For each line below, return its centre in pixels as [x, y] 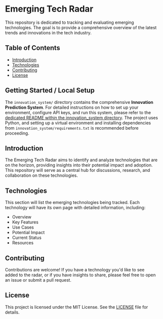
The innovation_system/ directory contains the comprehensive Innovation [79, 102]
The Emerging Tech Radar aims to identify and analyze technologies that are [81, 160]
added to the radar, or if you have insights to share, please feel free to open [81, 275]
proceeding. [17, 133]
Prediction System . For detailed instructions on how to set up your [72, 107]
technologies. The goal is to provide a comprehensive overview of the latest [81, 27]
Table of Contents [33, 48]
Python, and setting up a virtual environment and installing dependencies [78, 123]
